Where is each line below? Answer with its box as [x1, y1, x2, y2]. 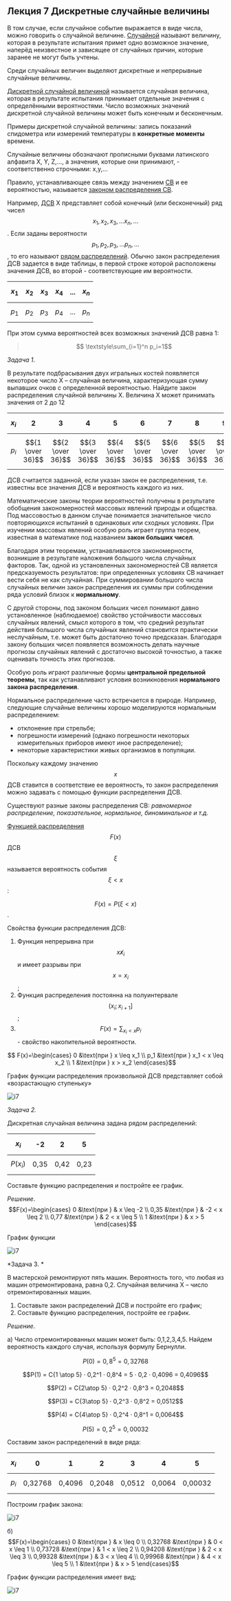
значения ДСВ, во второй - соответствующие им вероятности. [7, 267, 193, 275]
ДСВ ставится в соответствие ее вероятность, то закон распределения [7, 781, 219, 789]
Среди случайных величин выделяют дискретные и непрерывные [7, 66, 203, 74]
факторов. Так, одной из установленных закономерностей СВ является [7, 560, 218, 569]
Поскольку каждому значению [7, 759, 98, 767]
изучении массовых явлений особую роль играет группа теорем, [7, 525, 201, 534]
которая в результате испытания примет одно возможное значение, [7, 38, 210, 47]
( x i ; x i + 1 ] [108, 1001, 133, 1012]
